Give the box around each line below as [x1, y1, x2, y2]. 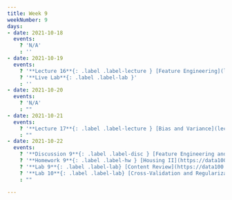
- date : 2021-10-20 [7, 87, 64, 93]
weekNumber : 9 [7, 16, 48, 23]
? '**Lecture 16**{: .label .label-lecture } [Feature [19, 67, 181, 74]
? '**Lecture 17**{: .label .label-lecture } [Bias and [19, 125, 184, 132]
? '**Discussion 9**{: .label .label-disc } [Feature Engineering [19, 151, 215, 158]
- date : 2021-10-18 [7, 29, 64, 36]
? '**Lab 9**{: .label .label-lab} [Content [19, 163, 150, 170]
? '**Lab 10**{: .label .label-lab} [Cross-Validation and [19, 170, 193, 177]
